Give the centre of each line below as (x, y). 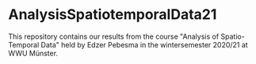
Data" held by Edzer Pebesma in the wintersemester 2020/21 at (144, 44)
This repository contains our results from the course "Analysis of (114, 36)
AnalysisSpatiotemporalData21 (113, 15)
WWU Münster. (33, 53)
